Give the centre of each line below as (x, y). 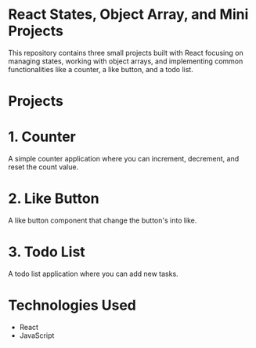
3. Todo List (47, 252)
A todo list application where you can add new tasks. (93, 274)
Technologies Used (72, 305)
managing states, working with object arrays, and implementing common (126, 61)
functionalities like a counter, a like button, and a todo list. (101, 69)
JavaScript (37, 335)
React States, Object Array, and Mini (128, 14)
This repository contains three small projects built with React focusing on (126, 53)
